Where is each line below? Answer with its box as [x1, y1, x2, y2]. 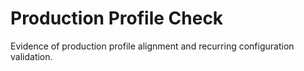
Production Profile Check [10, 7, 224, 30]
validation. [10, 50, 53, 62]
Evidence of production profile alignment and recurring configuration [10, 40, 295, 52]
